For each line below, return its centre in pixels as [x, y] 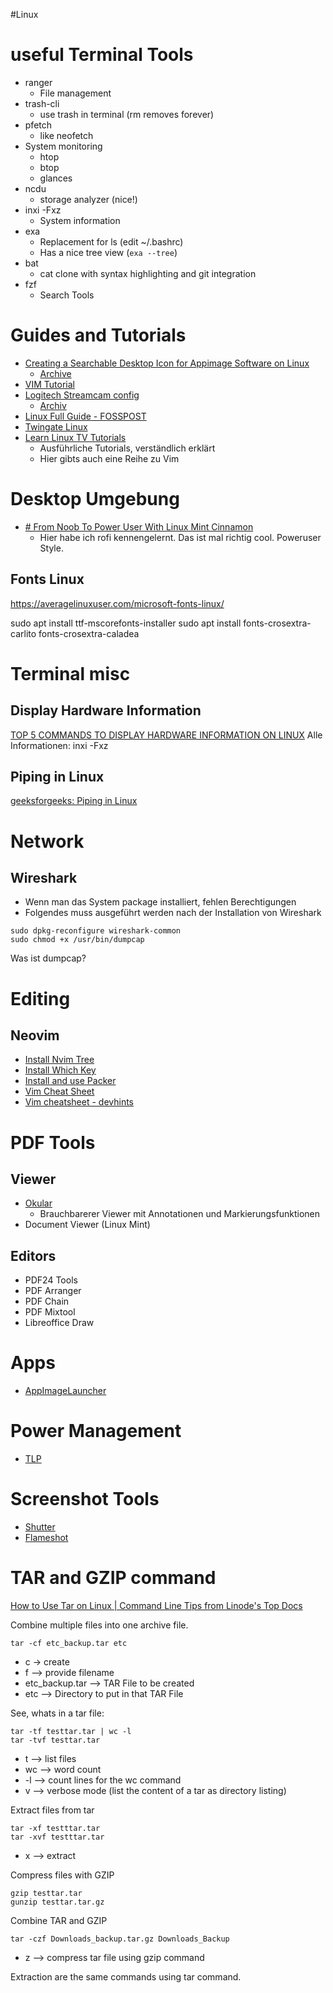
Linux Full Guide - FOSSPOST [85, 416]
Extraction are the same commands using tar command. [126, 1977]
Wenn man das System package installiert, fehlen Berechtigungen [160, 902]
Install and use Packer [70, 1081]
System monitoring [63, 146]
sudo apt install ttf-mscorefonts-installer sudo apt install [126, 623]
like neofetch [66, 135]
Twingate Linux [56, 426]
